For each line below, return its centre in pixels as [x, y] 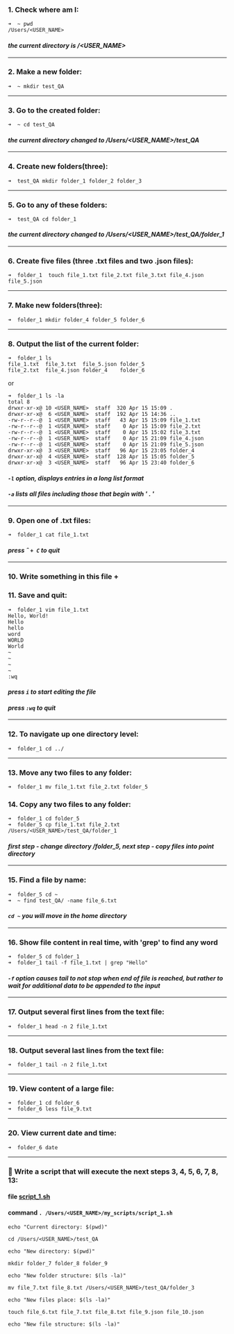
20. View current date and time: [62, 1133]
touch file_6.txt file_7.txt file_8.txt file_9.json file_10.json [106, 1312]
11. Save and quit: [38, 595]
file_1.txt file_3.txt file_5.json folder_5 [76, 364]
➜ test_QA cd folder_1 [42, 219]
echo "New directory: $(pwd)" [52, 1251]
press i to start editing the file [52, 692]
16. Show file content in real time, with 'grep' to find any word [113, 942]
